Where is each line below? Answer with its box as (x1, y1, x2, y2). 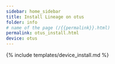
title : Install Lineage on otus (6, 14, 84, 20)
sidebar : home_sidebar (6, 8, 61, 15)
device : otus (6, 35, 38, 41)
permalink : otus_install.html (6, 30, 80, 36)
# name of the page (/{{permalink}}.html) (6, 24, 110, 31)
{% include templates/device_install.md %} (6, 52, 109, 58)
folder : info (6, 19, 38, 25)
